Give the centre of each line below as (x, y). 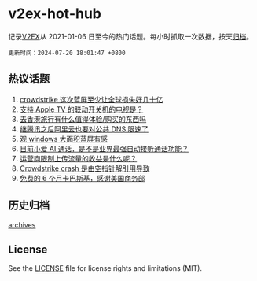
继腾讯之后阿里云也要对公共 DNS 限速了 (84, 129)
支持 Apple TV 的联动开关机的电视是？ (81, 109)
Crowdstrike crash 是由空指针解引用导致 (84, 168)
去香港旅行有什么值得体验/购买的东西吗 (83, 119)
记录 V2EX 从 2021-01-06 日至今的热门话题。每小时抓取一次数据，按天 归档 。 (131, 36)
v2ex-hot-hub (55, 14)
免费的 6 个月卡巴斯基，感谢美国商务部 (82, 178)
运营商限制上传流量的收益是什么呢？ (78, 158)
